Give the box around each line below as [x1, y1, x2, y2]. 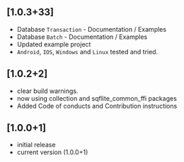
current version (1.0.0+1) [16, 148, 88, 156]
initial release [16, 141, 56, 149]
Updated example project [16, 39, 91, 49]
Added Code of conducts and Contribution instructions [16, 101, 178, 110]
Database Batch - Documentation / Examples [16, 32, 148, 41]
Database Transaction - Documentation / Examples [16, 25, 167, 33]
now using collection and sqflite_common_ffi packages [16, 94, 178, 102]
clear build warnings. [16, 87, 79, 95]
